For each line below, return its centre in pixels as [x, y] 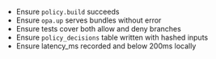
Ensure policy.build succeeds [68, 12]
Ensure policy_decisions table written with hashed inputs [112, 37]
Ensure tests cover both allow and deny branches [99, 29]
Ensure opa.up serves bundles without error [89, 20]
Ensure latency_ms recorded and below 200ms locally [106, 46]
